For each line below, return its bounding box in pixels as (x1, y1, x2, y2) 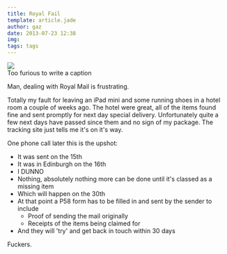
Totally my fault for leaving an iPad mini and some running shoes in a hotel (7, 96, 221, 104)
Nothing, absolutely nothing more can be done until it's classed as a (17, 175, 212, 183)
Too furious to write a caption (7, 69, 92, 77)
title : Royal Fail (7, 10, 61, 17)
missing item (17, 182, 54, 190)
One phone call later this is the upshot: (7, 139, 118, 147)
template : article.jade (7, 17, 77, 24)
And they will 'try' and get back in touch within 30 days (17, 227, 175, 234)
